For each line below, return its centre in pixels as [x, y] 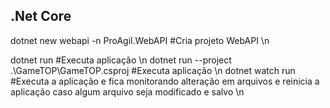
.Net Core [41, 16]
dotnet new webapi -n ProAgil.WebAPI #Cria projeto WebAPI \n [140, 40]
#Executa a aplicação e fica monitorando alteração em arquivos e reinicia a [165, 81]
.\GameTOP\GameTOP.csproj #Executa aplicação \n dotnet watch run [153, 70]
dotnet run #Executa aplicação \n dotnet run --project [121, 60]
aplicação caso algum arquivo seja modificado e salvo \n [127, 91]
